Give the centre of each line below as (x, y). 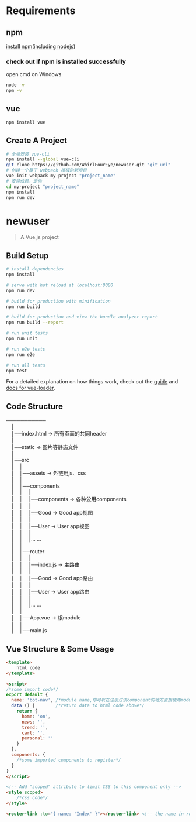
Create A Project (36, 141)
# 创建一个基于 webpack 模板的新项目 (47, 170)
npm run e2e (20, 355)
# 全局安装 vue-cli (28, 154)
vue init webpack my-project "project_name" (61, 176)
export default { (27, 695)
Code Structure (34, 406)
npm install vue (26, 122)
